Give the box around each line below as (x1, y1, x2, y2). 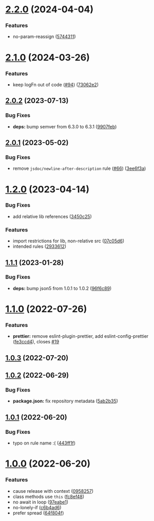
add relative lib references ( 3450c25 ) (12, 213, 92, 219)
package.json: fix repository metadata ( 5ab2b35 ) (12, 398, 118, 404)
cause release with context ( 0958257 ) (12, 488, 94, 494)
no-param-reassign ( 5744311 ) (12, 33, 76, 40)
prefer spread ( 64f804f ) (12, 510, 64, 516)
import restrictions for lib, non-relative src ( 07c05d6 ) (12, 238, 125, 244)
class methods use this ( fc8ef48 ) (12, 493, 85, 499)
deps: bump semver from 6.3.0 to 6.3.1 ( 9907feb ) (12, 123, 117, 129)
